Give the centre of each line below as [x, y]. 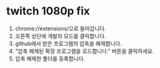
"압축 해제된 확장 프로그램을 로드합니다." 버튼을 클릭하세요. [85, 51]
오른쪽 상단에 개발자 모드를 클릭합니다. [60, 36]
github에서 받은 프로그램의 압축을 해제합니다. [68, 43]
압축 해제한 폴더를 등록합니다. [50, 58]
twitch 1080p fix [48, 11]
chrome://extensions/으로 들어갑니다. [60, 28]
